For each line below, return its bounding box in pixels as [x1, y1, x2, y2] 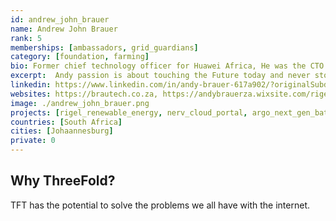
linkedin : [10, 80, 52, 90]
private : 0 [10, 136, 56, 146]
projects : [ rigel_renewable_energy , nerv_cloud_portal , [10, 107, 248, 118]
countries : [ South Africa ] [10, 117, 123, 127]
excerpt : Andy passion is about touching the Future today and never [10, 71, 311, 81]
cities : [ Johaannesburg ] [10, 126, 114, 136]
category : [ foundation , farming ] [10, 52, 150, 62]
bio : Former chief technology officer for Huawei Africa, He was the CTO [10, 61, 325, 71]
